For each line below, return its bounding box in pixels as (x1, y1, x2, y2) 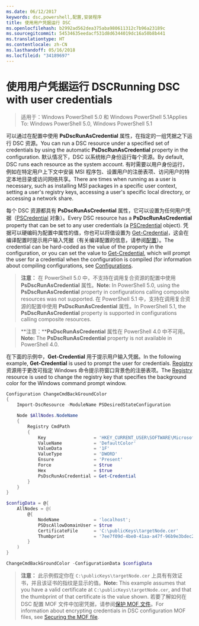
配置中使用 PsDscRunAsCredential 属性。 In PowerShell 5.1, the (31, 302, 187, 309)
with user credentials (6, 93, 113, 107)
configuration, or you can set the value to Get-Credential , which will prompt (6, 249, 191, 256)
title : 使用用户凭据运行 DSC (6, 20, 71, 25)
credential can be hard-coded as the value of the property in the (6, 243, 163, 250)
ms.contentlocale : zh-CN (6, 42, 68, 48)
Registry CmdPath (27, 424, 70, 430)
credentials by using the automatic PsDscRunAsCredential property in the (6, 146, 188, 153)
